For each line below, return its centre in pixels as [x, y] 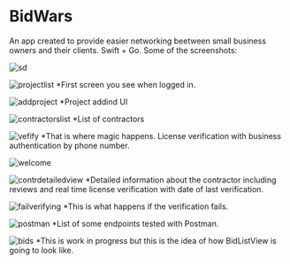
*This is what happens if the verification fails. [146, 206]
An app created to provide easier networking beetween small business [138, 41]
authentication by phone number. [69, 145]
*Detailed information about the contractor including [181, 180]
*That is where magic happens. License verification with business [161, 136]
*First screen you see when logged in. [126, 84]
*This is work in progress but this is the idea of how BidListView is [156, 240]
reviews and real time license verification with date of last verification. [136, 189]
